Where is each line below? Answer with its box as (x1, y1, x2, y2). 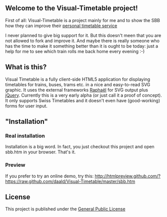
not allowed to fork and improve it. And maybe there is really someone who (5, 38, 160, 44)
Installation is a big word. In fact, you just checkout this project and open (5, 144, 155, 150)
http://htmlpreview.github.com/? (94, 173, 161, 179)
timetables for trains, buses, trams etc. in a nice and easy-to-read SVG (5, 81, 150, 87)
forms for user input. (5, 103, 47, 109)
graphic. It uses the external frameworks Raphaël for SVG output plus (5, 87, 148, 93)
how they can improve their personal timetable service (5, 23, 117, 29)
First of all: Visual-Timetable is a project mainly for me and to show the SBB (5, 17, 160, 23)
